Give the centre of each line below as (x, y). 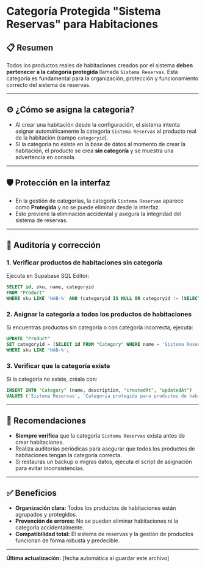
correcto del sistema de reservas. (49, 85)
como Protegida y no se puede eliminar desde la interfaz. (88, 207)
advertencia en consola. (45, 157)
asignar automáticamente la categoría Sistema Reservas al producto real (106, 131)
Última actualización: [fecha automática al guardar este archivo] (88, 558)
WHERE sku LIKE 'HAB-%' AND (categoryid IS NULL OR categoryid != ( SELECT (103, 299)
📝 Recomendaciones (46, 421)
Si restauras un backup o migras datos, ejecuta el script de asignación (103, 461)
